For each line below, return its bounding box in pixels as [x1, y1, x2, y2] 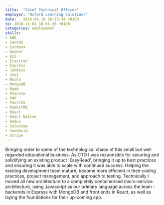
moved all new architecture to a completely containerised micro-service [5, 178, 153, 184]
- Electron [5, 58, 28, 63]
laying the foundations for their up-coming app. [5, 194, 103, 200]
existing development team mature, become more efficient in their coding [5, 168, 156, 174]
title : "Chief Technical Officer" [5, 7, 79, 12]
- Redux [5, 118, 21, 124]
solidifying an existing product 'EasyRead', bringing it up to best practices [5, 157, 157, 163]
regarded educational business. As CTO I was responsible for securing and [5, 152, 160, 158]
